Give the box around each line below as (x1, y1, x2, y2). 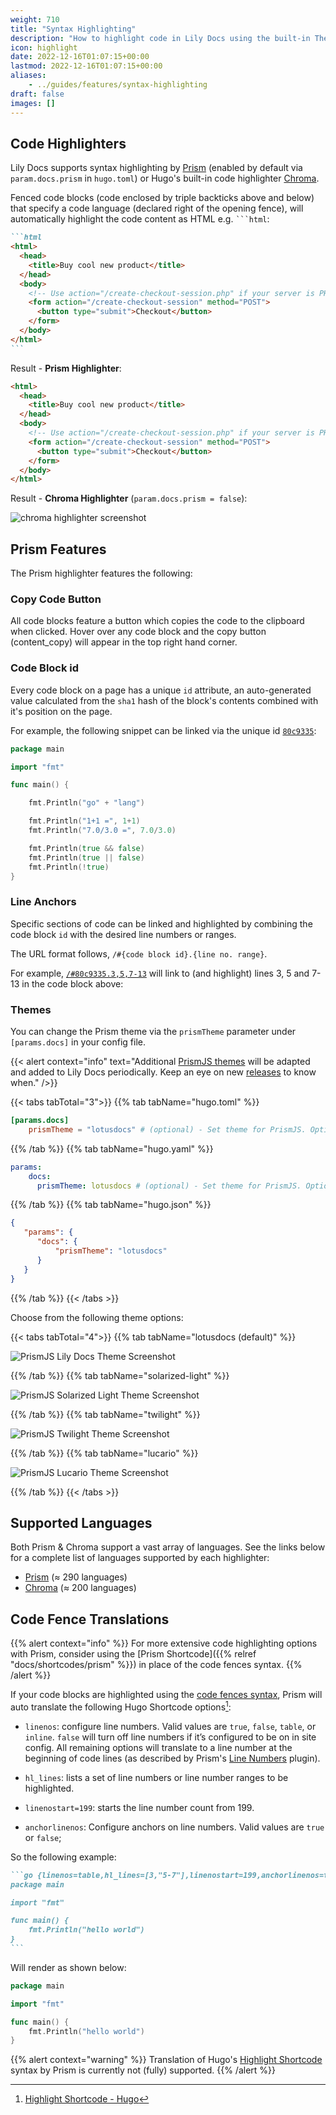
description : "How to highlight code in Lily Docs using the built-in (10, 33, 311, 43)
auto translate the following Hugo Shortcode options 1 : (10, 1699, 232, 1713)
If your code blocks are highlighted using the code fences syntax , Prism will (10, 1689, 323, 1701)
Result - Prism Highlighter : (10, 362, 122, 374)
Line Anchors (10, 895, 77, 909)
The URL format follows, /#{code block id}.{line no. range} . (10, 947, 268, 960)
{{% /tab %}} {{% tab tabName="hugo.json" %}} (10, 1199, 212, 1211)
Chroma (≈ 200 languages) (24, 1582, 137, 1594)
